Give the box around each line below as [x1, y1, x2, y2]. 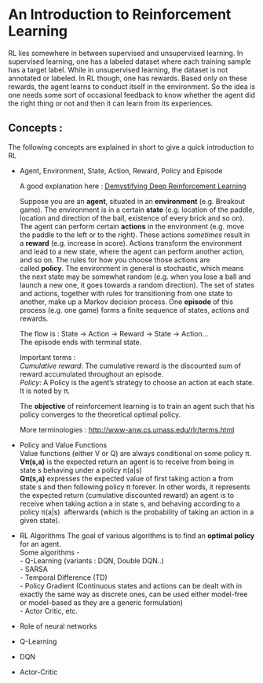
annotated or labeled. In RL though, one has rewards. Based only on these [8, 73, 247, 83]
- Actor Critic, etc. [19, 606, 79, 615]
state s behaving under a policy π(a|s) [19, 465, 143, 474]
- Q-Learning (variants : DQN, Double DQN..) [19, 555, 165, 565]
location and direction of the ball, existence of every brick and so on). [19, 213, 245, 222]
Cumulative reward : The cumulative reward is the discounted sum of [19, 361, 242, 370]
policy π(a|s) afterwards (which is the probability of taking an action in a [19, 507, 254, 517]
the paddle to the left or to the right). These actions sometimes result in [19, 230, 250, 239]
